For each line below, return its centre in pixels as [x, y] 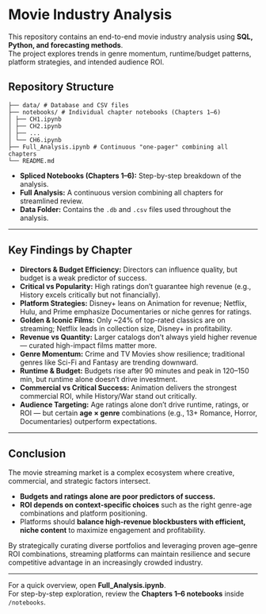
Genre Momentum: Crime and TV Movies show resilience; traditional [132, 353]
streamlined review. [51, 201]
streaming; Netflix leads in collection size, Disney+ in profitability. [126, 328]
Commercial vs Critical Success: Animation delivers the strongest [128, 388]
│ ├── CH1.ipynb [35, 119]
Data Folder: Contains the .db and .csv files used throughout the [125, 209]
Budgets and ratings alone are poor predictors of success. [118, 496]
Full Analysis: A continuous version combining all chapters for [122, 192]
